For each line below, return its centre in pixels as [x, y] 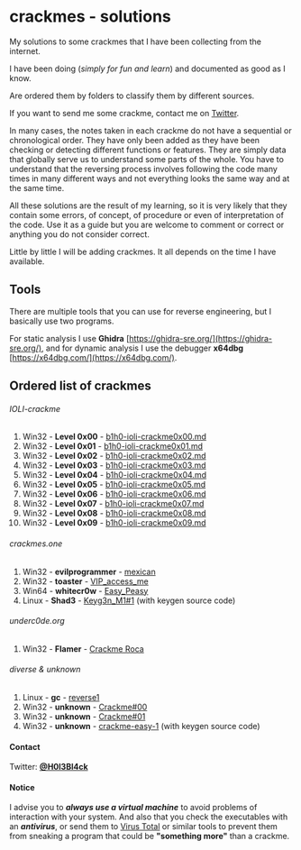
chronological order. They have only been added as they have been [134, 140]
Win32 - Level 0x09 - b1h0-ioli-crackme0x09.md [114, 523]
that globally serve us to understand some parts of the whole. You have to [146, 159]
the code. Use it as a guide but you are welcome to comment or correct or [147, 224]
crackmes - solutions [90, 17]
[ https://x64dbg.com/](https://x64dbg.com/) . [93, 357]
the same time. [37, 187]
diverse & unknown [45, 670]
